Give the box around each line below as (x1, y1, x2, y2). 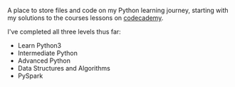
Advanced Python (17, 56, 71, 65)
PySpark (17, 71, 43, 80)
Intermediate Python (17, 49, 78, 57)
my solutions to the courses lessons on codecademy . (7, 14, 164, 22)
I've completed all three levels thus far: (7, 28, 121, 36)
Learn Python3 (17, 41, 62, 49)
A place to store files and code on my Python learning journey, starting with (7, 6, 229, 14)
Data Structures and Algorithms (17, 64, 110, 72)
